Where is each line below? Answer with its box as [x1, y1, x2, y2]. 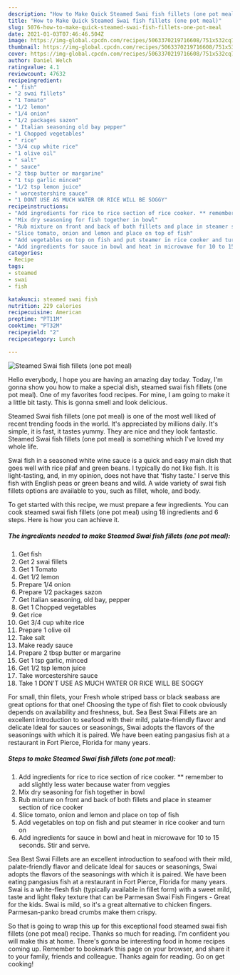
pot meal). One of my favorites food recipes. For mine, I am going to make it [8, 390, 230, 399]
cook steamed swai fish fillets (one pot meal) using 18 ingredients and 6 [8, 508, 219, 516]
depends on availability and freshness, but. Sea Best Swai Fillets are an [8, 708, 217, 716]
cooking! [8, 959, 34, 968]
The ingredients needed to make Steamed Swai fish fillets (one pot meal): [8, 531, 231, 540]
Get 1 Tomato [18, 565, 58, 574]
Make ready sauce [18, 641, 73, 649]
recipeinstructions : [8, 203, 70, 211]
